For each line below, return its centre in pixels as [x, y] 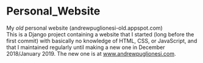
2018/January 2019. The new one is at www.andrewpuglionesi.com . [91, 53]
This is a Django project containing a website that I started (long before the [100, 34]
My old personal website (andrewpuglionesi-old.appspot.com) [84, 28]
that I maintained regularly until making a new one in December [86, 47]
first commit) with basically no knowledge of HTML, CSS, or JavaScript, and [102, 41]
